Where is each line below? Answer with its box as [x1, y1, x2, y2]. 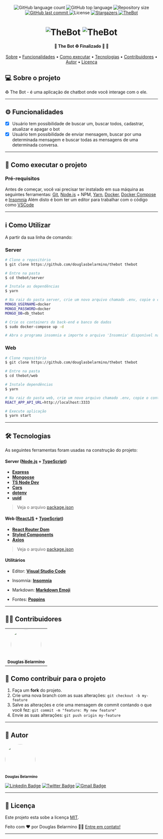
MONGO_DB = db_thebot [5, 311, 45, 316]
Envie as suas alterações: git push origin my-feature [12, 713, 121, 718]
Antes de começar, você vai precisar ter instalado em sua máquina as [5, 186, 144, 192]
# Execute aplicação [5, 409, 47, 413]
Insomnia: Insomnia [12, 577, 52, 583]
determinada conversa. [12, 142, 59, 148]
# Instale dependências [5, 382, 53, 387]
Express [12, 469, 29, 475]
